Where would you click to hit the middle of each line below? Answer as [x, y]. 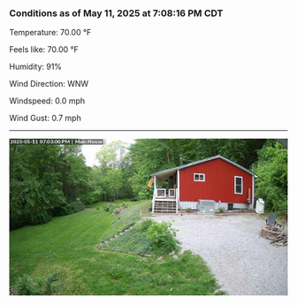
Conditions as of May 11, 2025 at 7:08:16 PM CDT [116, 13]
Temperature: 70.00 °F [50, 33]
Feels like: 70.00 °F [44, 50]
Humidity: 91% [36, 67]
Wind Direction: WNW [49, 84]
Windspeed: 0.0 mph [47, 101]
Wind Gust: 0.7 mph [45, 118]
